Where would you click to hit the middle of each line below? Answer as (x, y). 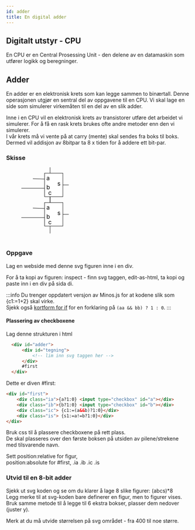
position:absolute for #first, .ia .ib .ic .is (53, 462)
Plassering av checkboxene (40, 321)
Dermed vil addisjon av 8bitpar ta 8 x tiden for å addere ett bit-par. (86, 143)
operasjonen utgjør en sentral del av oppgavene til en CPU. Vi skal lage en (95, 100)
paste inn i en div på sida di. (40, 283)
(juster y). (18, 509)
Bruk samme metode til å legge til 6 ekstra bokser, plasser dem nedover (93, 503)
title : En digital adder (36, 17)
